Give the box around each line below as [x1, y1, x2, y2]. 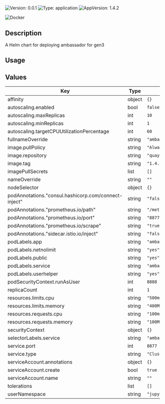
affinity [7, 96, 24, 103]
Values [5, 73, 27, 81]
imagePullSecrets [7, 168, 48, 175]
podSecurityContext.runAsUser [7, 279, 80, 286]
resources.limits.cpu [7, 294, 55, 301]
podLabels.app [7, 238, 42, 245]
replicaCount [7, 287, 38, 294]
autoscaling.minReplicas [7, 120, 64, 127]
